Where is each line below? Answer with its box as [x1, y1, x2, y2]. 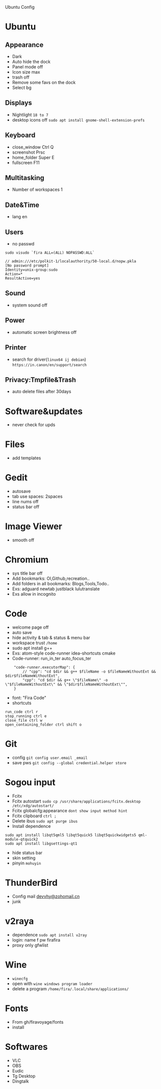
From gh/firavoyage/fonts [12, 1019, 64, 1025]
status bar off [12, 504, 40, 510]
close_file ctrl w [5, 718, 42, 723]
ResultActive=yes [5, 276, 40, 281]
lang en [12, 214, 28, 220]
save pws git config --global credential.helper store [12, 760, 127, 765]
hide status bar [12, 849, 43, 856]
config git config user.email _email [12, 754, 88, 760]
